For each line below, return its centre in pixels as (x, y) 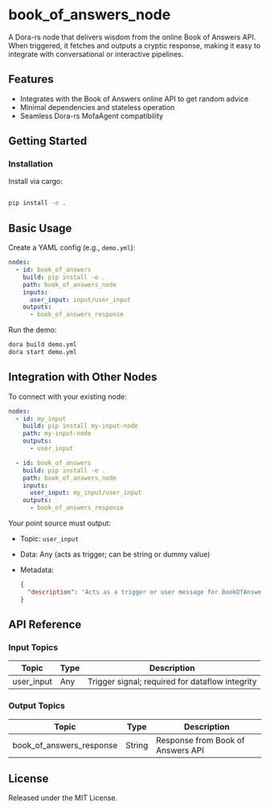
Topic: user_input (49, 539)
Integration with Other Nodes (83, 377)
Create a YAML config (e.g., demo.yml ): (72, 247)
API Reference (45, 625)
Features (31, 79)
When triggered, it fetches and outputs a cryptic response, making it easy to (135, 45)
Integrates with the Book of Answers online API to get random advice (134, 99)
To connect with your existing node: (67, 396)
